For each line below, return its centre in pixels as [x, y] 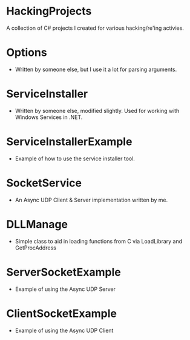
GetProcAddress [35, 248]
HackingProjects [49, 11]
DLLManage [37, 224]
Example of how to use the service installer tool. [75, 158]
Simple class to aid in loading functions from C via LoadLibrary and [99, 241]
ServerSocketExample [64, 272]
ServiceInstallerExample [69, 141]
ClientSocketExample [61, 313]
